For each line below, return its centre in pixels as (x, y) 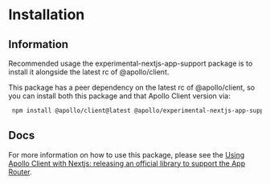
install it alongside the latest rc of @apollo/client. (89, 72)
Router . (20, 172)
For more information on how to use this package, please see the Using (127, 154)
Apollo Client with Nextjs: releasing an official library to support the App (127, 163)
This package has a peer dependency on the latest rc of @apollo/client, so (132, 87)
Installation (47, 15)
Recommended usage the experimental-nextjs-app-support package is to (131, 63)
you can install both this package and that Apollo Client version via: (119, 96)
